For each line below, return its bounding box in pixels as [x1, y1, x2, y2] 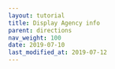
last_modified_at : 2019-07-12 [8, 48, 108, 56]
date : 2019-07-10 [8, 41, 65, 49]
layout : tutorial [8, 11, 65, 20]
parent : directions [8, 26, 72, 34]
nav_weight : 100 [8, 33, 61, 42]
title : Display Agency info [8, 19, 101, 27]
